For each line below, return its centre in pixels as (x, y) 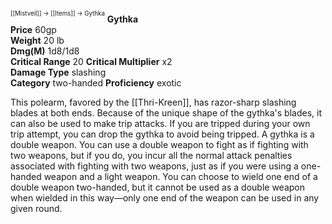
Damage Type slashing (58, 72)
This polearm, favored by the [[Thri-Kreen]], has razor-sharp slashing (153, 102)
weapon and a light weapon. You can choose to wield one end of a (180, 176)
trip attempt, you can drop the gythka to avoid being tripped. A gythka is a (162, 134)
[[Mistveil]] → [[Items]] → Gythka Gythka (74, 17)
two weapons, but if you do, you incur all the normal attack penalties (151, 155)
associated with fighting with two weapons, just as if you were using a (154, 166)
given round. (36, 208)
